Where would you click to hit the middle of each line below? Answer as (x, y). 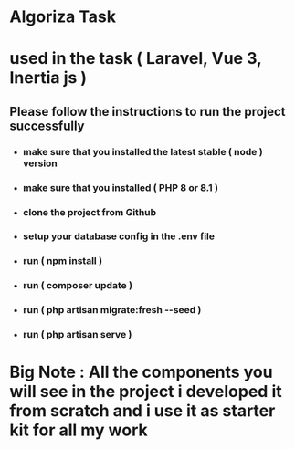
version (40, 163)
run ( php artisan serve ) (77, 335)
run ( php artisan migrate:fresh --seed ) (112, 310)
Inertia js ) (48, 78)
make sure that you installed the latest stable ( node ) (142, 151)
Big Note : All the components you (141, 372)
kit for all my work (79, 430)
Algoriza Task (63, 17)
